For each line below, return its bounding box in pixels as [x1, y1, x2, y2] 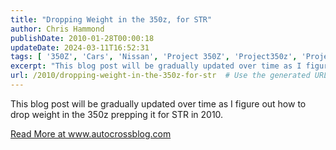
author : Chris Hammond [10, 24, 105, 34]
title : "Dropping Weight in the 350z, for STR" [10, 14, 213, 25]
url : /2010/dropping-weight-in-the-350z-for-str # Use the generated [10, 71, 311, 81]
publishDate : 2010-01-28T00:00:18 [10, 33, 155, 43]
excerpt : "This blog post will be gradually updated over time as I [10, 61, 302, 71]
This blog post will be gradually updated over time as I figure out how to [10, 97, 307, 110]
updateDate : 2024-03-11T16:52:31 [10, 42, 150, 53]
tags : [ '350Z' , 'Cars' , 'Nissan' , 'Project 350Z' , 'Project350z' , [10, 52, 298, 62]
